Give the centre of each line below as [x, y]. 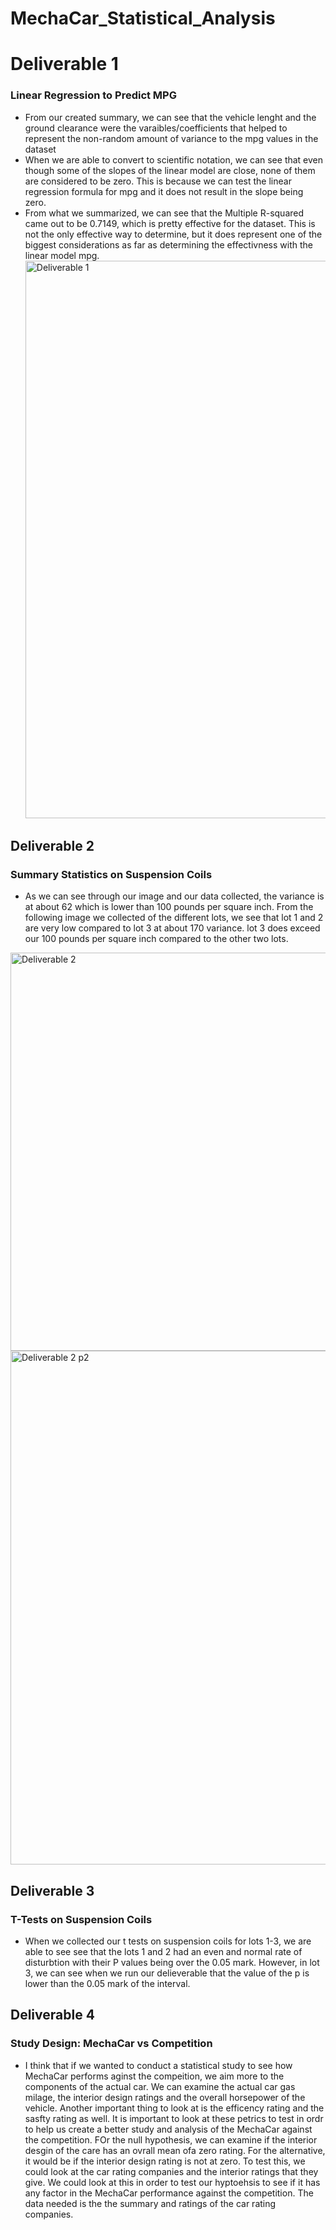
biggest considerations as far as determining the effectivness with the [168, 244]
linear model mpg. [62, 255]
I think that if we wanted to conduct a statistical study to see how [158, 2065]
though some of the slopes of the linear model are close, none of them [170, 170]
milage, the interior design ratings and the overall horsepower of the [165, 2097]
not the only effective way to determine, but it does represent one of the [173, 234]
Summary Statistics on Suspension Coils [111, 874]
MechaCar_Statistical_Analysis [143, 18]
